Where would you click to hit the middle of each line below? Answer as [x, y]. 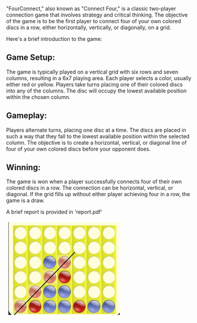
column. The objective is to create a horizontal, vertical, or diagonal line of [96, 142]
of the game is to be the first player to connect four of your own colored [94, 21]
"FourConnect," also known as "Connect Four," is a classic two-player [91, 9]
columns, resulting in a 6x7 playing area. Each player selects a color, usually [99, 78]
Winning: [23, 167]
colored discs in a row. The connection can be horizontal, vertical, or [90, 188]
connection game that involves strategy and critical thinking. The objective [97, 15]
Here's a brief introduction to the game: [54, 39]
